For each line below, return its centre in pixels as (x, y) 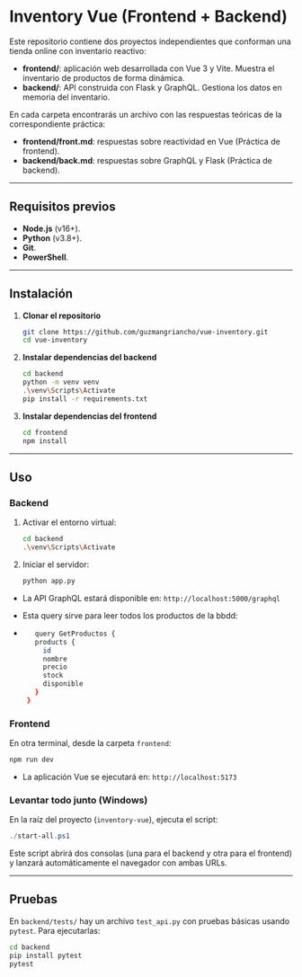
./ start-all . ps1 (40, 836)
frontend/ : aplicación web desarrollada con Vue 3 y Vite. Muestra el (148, 68)
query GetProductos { (75, 634)
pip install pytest (46, 955)
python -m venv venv (61, 382)
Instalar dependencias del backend (89, 358)
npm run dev (31, 760)
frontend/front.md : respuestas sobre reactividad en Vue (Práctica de (151, 141)
